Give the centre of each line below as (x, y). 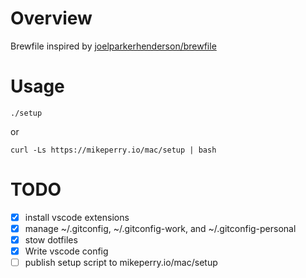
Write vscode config (66, 251)
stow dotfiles (51, 239)
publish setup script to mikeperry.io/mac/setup (121, 263)
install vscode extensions (77, 217)
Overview (51, 18)
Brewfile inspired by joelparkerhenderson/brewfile (113, 46)
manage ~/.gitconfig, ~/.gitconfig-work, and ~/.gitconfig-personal (160, 228)
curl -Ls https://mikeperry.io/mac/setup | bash (113, 150)
